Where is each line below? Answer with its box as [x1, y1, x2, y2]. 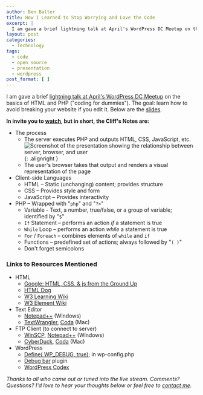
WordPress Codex [24, 364, 69, 371]
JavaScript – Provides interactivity [24, 194, 109, 201]
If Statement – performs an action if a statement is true [24, 219, 163, 227]
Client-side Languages [14, 174, 72, 181]
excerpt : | [6, 20, 34, 26]
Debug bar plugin [24, 357, 68, 365]
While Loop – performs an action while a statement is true [24, 226, 167, 233]
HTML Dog [24, 287, 51, 294]
